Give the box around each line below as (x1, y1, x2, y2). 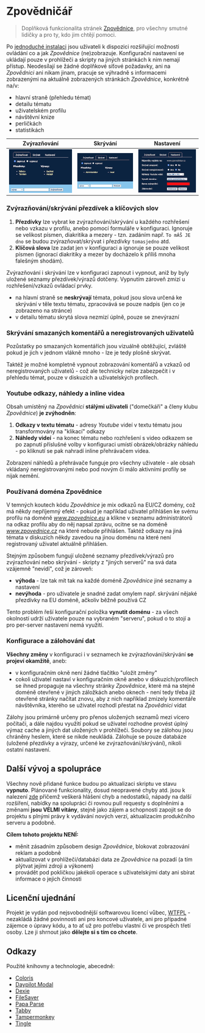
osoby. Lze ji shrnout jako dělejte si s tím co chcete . (6, 928, 138, 936)
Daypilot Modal (15, 981, 54, 988)
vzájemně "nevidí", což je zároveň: (6, 565, 93, 573)
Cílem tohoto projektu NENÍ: (6, 830, 79, 838)
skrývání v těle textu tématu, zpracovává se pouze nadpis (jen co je (15, 300, 185, 307)
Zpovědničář (6, 4, 73, 18)
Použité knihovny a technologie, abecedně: (6, 963, 115, 970)
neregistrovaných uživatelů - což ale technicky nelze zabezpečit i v (6, 367, 176, 375)
